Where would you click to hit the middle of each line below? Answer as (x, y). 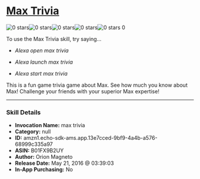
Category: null (33, 131)
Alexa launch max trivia (44, 62)
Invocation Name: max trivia (50, 125)
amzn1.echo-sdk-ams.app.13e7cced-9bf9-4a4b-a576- (90, 138)
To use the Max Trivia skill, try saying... (54, 39)
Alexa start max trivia (41, 73)
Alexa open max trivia (42, 50)
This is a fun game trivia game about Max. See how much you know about (97, 85)
